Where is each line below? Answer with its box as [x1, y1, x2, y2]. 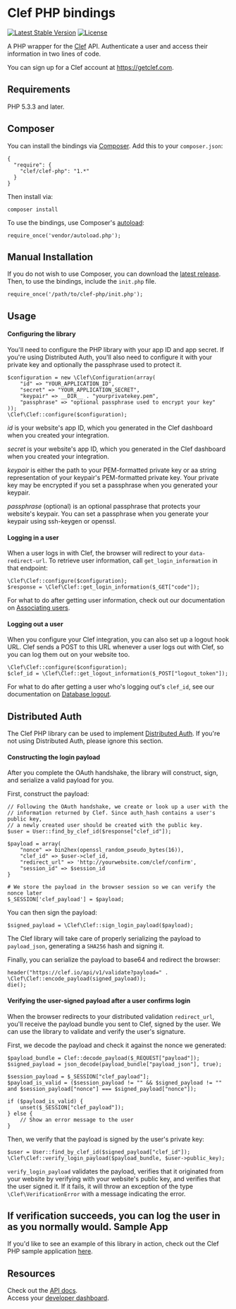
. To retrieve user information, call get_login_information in [44, 556, 218, 565]
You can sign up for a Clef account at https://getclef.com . [7, 63, 174, 71]
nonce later [7, 890, 42, 897]
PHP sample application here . [7, 1247, 93, 1255]
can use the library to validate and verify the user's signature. [7, 1027, 186, 1035]
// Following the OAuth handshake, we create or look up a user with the [7, 803, 229, 811]
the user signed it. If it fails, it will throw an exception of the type [7, 1182, 194, 1190]
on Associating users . [7, 603, 70, 612]
